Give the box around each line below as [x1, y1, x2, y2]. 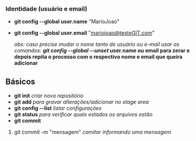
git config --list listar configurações [13, 105, 102, 112]
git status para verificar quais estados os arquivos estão [13, 111, 153, 118]
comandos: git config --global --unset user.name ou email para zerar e [13, 47, 190, 54]
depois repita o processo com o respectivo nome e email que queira [13, 53, 183, 61]
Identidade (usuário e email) [5, 5, 87, 13]
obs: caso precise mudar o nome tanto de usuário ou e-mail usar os [13, 41, 180, 48]
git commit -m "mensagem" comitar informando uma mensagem [13, 129, 171, 136]
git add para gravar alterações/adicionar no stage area [13, 99, 149, 106]
